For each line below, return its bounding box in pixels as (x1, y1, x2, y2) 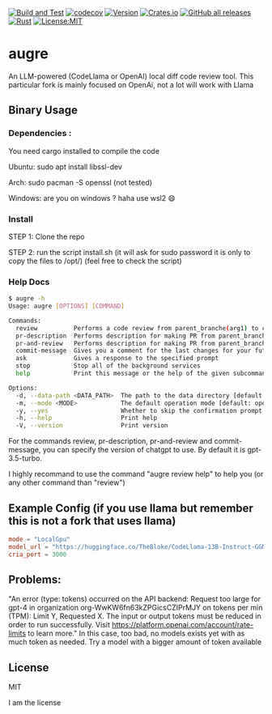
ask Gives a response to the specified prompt (15, 355, 219, 363)
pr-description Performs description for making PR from (15, 332, 216, 340)
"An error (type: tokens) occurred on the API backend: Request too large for (8, 594, 261, 604)
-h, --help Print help (15, 414, 158, 423)
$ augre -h (8, 295, 45, 303)
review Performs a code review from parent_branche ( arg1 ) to (15, 324, 259, 332)
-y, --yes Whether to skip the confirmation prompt (15, 406, 263, 414)
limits (8, 628, 27, 639)
